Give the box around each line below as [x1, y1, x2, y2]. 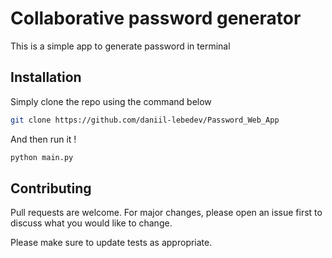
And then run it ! [10, 133, 77, 145]
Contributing [10, 180, 92, 197]
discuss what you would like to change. [10, 217, 173, 229]
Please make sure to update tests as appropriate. [10, 237, 213, 249]
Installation [10, 69, 82, 86]
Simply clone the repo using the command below [10, 95, 212, 107]
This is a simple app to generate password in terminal [10, 40, 231, 52]
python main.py [10, 152, 74, 162]
